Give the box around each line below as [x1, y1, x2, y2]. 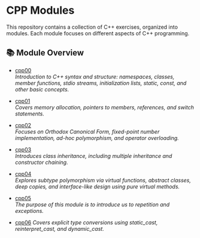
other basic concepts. [14, 86, 69, 93]
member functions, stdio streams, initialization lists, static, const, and [14, 79, 187, 87]
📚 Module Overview [6, 48, 84, 58]
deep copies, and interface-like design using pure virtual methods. [14, 183, 180, 190]
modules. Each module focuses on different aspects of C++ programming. [6, 29, 190, 36]
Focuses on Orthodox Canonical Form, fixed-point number [14, 128, 160, 135]
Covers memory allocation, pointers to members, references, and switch [14, 103, 195, 111]
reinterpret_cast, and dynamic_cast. [14, 225, 105, 232]
